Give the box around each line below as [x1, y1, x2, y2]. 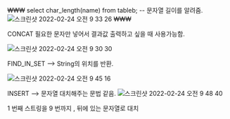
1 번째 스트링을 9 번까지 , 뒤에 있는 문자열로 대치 [7, 104, 139, 112]
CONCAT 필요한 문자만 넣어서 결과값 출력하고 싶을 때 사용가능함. [7, 30, 185, 38]
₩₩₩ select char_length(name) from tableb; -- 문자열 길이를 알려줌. [7, 6, 203, 14]
